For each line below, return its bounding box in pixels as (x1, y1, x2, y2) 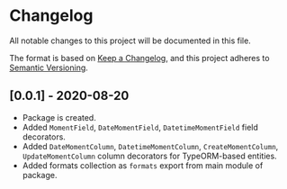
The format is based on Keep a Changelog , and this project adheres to (9, 52, 270, 63)
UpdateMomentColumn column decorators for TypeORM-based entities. (22, 150, 277, 161)
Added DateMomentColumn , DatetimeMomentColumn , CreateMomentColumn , (22, 140, 279, 151)
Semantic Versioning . (9, 62, 88, 73)
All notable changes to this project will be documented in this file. (9, 35, 252, 46)
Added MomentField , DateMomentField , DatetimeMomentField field (22, 121, 259, 132)
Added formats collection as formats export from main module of (22, 159, 264, 171)
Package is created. (22, 112, 96, 122)
